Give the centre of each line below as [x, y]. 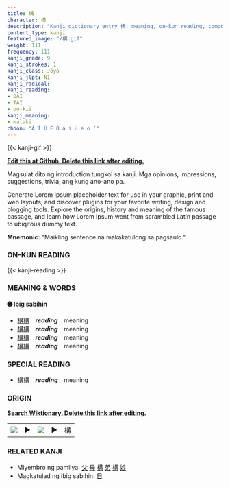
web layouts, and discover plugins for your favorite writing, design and [106, 202]
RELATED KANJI [35, 451]
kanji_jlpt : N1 [29, 77]
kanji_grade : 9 [29, 58]
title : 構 [21, 13]
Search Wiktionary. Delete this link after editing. [77, 413]
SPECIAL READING [39, 364]
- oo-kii [20, 109]
